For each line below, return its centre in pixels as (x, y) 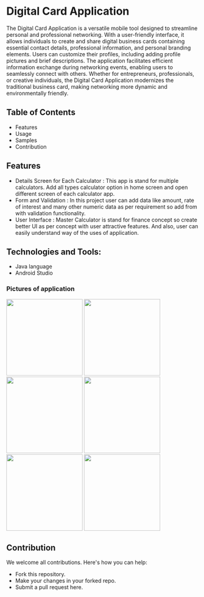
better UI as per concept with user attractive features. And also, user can (107, 226)
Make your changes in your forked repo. (65, 581)
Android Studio (34, 273)
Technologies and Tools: (54, 252)
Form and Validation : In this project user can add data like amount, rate (105, 200)
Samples (26, 140)
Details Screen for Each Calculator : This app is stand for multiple (97, 180)
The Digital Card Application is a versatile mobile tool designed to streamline (102, 28)
